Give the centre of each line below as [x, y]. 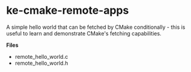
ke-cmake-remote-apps [68, 10]
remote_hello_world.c [41, 56]
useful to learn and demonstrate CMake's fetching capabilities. [84, 33]
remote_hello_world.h [41, 63]
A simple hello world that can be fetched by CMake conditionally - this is [96, 27]
